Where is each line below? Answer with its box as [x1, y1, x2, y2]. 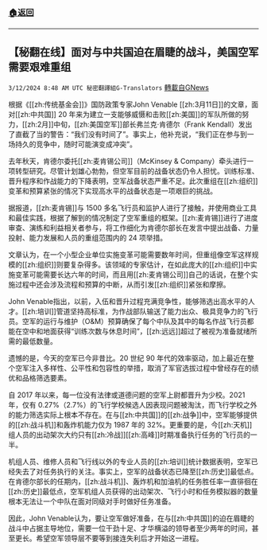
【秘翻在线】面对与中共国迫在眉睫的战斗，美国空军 [8, 45, 259, 59]
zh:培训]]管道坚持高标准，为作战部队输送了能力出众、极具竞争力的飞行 [27, 306, 258, 316]
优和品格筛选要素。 [8, 373, 72, 383]
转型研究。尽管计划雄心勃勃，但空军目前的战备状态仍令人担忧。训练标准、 [14, 166, 259, 176]
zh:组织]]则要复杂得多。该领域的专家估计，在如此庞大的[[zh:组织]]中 [27, 260, 250, 270]
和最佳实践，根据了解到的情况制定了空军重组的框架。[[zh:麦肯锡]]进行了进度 [8, 213, 258, 223]
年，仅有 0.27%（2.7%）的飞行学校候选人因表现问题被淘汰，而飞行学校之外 [8, 400, 257, 410]
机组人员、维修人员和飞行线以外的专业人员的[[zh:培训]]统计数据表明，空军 [8, 457, 252, 466]
